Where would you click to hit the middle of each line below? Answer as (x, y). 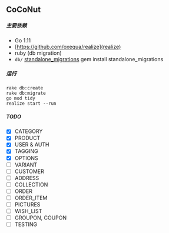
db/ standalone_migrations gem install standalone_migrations (89, 59)
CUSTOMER (29, 171)
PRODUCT (27, 138)
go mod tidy (21, 99)
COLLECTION (31, 184)
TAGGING (26, 151)
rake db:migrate (26, 94)
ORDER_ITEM (31, 198)
